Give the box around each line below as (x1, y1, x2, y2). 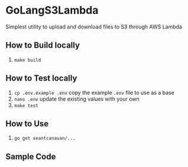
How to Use (5, 118, 49, 129)
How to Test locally (5, 73, 77, 83)
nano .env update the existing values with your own (14, 95, 140, 102)
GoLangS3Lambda (5, 4, 99, 17)
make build (14, 57, 41, 63)
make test (14, 102, 39, 108)
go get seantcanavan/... (14, 136, 76, 142)
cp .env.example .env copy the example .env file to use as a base (14, 89, 175, 96)
